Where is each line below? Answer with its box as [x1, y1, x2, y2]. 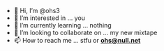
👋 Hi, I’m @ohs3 [13, 7, 61, 14]
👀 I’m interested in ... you [13, 14, 86, 22]
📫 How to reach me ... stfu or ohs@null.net [13, 37, 141, 44]
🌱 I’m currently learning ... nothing [13, 21, 112, 29]
